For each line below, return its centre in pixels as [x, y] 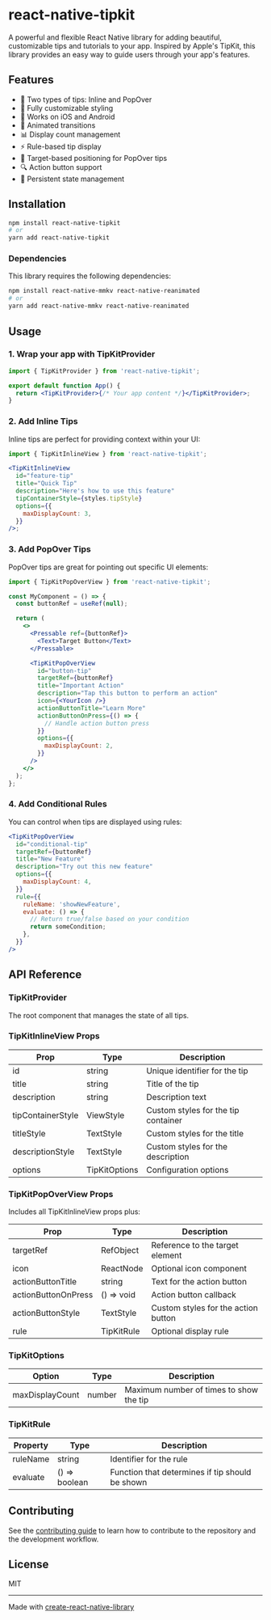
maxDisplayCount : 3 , [57, 514]
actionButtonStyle [46, 1313]
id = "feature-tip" [45, 476]
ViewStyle [105, 1115]
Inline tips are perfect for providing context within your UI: [104, 439]
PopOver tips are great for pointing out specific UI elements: [108, 567]
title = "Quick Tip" [47, 484]
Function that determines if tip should [181, 1472]
